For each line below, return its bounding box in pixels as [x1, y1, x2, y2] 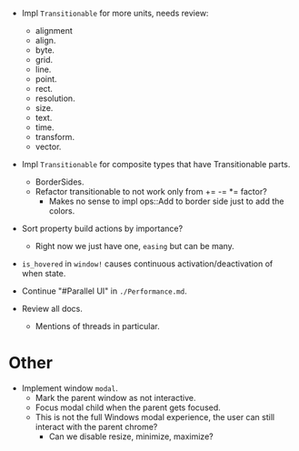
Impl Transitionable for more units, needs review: [21, 8, 209, 18]
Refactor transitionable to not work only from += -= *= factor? [35, 186, 267, 196]
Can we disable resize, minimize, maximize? [48, 431, 214, 442]
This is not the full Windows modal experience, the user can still [35, 411, 274, 422]
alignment [35, 25, 74, 35]
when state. [21, 268, 66, 278]
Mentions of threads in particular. [35, 321, 160, 331]
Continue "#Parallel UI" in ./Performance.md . [21, 286, 187, 296]
